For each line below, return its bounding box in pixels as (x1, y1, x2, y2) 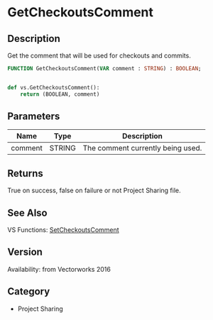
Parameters (7, 111, 60, 123)
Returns (7, 167, 44, 180)
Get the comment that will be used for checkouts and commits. (7, 51, 192, 60)
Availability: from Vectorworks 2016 (7, 265, 111, 273)
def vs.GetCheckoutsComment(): (7, 84, 100, 91)
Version (7, 246, 43, 258)
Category (7, 285, 50, 298)
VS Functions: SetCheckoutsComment (7, 226, 119, 234)
